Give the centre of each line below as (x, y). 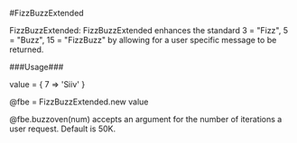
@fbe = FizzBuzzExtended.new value (79, 102)
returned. (27, 49)
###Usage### (37, 67)
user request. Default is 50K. (62, 129)
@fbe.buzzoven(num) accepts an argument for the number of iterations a (146, 119)
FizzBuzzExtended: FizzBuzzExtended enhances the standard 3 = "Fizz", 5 (149, 30)
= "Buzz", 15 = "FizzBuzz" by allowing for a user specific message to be (143, 40)
